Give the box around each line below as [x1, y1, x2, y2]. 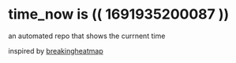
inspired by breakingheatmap [8, 46, 104, 55]
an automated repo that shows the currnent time [8, 31, 166, 40]
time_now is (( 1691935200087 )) [8, 5, 230, 23]
